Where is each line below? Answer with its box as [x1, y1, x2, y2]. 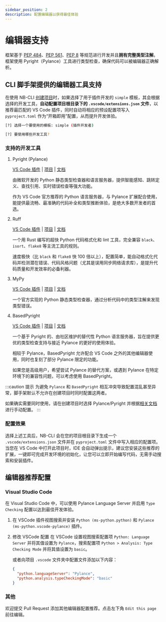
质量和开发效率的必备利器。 [16, 266, 73, 272]
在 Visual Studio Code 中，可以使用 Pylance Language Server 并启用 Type [5, 500, 155, 506]
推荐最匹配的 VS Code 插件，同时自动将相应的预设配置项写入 [5, 107, 130, 113]
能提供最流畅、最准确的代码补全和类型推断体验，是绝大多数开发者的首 [12, 200, 156, 206]
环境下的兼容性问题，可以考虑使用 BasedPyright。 [12, 373, 115, 379]
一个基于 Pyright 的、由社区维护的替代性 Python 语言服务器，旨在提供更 [12, 333, 160, 340]
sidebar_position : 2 [5, 7, 48, 12]
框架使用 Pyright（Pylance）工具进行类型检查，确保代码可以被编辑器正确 [5, 58, 155, 64]
